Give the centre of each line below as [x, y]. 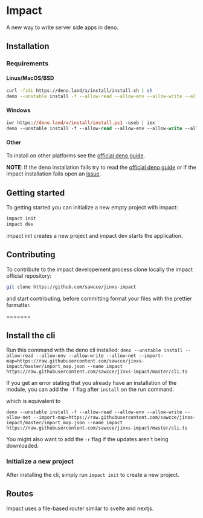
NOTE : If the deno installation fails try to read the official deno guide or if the [101, 168]
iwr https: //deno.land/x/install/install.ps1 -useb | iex [81, 123]
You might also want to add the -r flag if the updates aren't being [87, 439]
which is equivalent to [34, 401]
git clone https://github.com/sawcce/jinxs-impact [71, 287]
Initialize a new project [40, 462]
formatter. [19, 305]
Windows [18, 110]
